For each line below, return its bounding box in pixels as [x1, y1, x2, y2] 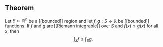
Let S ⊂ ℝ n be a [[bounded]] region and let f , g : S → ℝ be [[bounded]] [5, 17, 150, 23]
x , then [5, 28, 19, 34]
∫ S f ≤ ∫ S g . [73, 36, 93, 43]
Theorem [5, 4, 34, 12]
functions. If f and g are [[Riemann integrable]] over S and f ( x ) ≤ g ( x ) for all [5, 23, 159, 29]
